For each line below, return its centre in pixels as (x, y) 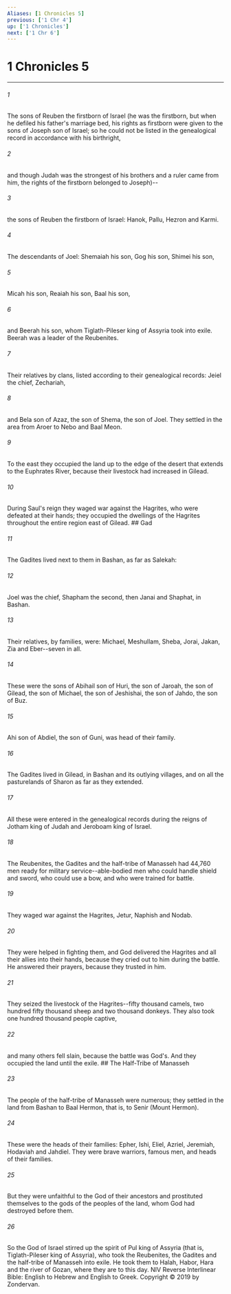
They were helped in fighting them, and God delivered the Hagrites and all (112, 952)
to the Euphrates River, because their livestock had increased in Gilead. (108, 471)
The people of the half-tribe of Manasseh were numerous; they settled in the (115, 1100)
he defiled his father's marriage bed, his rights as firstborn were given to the (115, 123)
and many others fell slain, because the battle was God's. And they (102, 1056)
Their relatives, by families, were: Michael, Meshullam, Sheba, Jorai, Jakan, (113, 641)
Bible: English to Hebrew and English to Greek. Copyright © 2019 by (103, 1277)
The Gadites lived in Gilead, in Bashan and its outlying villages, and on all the (115, 774)
